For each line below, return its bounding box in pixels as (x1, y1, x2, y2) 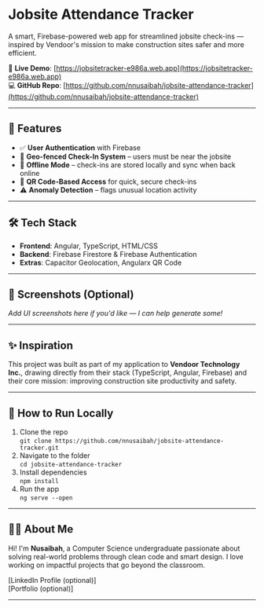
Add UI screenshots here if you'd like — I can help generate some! (8, 309, 223, 318)
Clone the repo (19, 427, 68, 437)
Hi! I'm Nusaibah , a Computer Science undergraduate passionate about (8, 544, 240, 553)
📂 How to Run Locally (8, 406, 114, 419)
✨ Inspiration (8, 339, 73, 352)
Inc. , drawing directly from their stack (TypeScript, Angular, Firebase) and (8, 368, 247, 378)
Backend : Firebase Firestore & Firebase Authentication (19, 249, 197, 258)
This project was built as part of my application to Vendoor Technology (8, 360, 240, 369)
